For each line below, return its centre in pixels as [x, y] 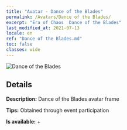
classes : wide [23, 50]
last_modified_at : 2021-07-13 [43, 28]
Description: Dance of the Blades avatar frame [63, 99]
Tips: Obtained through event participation [58, 110]
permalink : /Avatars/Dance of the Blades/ [59, 17]
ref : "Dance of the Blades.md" [44, 39]
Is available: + [23, 121]
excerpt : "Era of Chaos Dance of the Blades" [64, 22]
